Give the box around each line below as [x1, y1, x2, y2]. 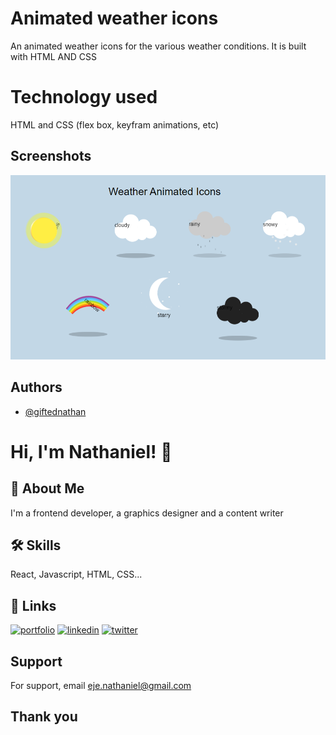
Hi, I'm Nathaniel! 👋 [10, 440, 173, 463]
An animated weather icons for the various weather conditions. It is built [10, 40, 307, 52]
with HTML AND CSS [10, 50, 98, 62]
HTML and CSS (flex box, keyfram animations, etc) [10, 118, 220, 131]
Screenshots [10, 148, 92, 165]
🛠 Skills [10, 537, 62, 554]
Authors [10, 379, 63, 396]
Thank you [10, 708, 78, 726]
